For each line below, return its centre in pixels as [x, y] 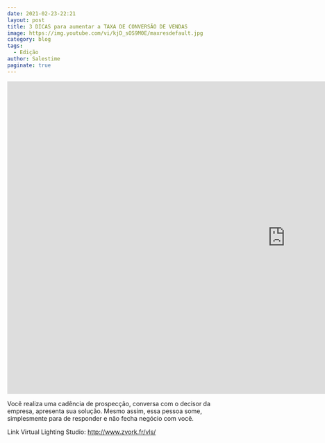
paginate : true [29, 65]
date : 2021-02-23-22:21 [42, 14]
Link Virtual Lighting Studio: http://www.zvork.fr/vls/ [82, 432]
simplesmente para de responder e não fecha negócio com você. [101, 418]
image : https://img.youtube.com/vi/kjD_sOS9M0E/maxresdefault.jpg [105, 33]
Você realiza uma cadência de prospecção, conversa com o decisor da [109, 403]
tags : [15, 46]
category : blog [29, 40]
